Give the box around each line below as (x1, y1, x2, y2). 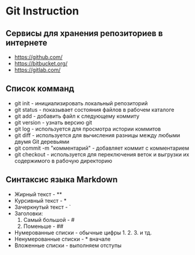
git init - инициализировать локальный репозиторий (14, 99, 148, 106)
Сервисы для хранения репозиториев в (5, 28, 163, 38)
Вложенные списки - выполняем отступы (14, 242, 122, 249)
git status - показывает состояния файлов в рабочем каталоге (14, 106, 175, 113)
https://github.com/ (14, 54, 63, 61)
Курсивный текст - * (14, 197, 67, 204)
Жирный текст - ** (14, 191, 63, 198)
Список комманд (5, 84, 75, 94)
